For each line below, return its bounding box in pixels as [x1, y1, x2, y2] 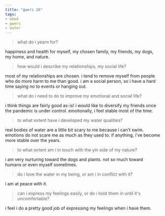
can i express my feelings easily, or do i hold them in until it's [17, 190, 141, 196]
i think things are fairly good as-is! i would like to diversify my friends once [5, 103, 157, 108]
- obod [5, 16, 19, 21]
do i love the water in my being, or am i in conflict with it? [17, 171, 133, 178]
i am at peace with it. [5, 181, 48, 187]
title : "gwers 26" [5, 7, 43, 12]
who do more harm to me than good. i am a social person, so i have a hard [5, 78, 156, 84]
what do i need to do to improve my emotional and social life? [17, 93, 142, 99]
